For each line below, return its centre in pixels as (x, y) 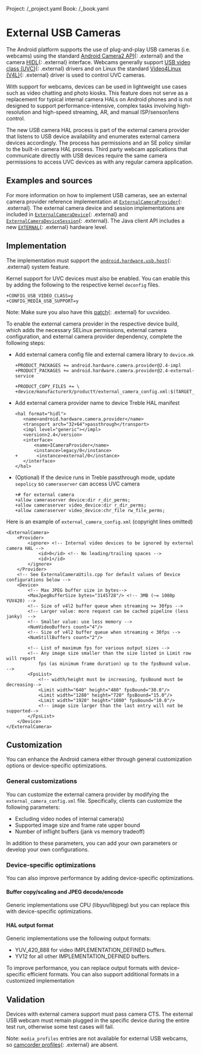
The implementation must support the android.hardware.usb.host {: (89, 260)
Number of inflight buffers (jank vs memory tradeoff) (80, 831)
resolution (19, 112)
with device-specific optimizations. (49, 911)
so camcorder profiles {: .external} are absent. (63, 1045)
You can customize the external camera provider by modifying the (88, 794)
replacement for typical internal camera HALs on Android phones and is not (99, 99)
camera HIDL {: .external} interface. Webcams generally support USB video (98, 62)
